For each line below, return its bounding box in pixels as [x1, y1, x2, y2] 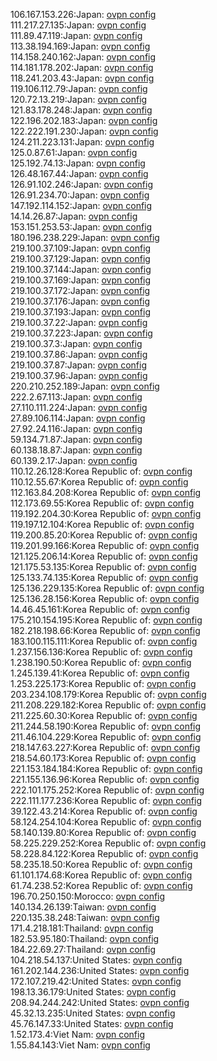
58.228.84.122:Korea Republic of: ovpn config [10, 848, 199, 859]
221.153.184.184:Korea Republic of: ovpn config [10, 763, 203, 774]
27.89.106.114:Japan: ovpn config [10, 412, 146, 424]
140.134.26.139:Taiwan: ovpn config [10, 901, 157, 913]
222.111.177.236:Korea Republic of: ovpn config [10, 795, 202, 806]
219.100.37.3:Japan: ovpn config [10, 338, 143, 349]
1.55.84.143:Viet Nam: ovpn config [10, 1039, 151, 1051]
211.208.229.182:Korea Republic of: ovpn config [10, 699, 207, 711]
